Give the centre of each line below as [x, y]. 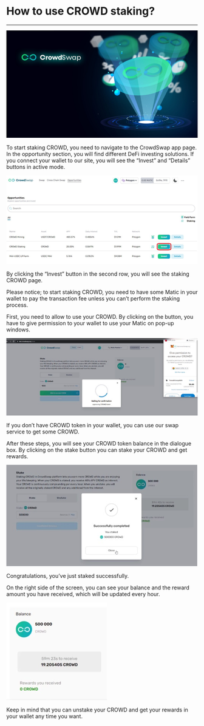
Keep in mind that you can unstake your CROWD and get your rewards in [97, 710]
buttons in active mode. [36, 167]
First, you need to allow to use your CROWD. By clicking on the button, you [100, 316]
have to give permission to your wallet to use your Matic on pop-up [90, 323]
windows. [18, 330]
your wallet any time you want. [45, 716]
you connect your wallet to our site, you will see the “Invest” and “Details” [98, 161]
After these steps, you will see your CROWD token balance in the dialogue [99, 444]
